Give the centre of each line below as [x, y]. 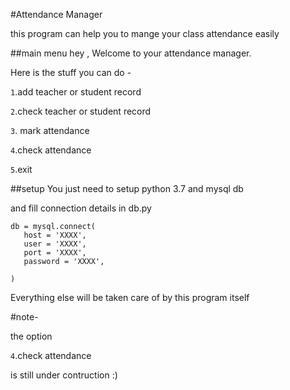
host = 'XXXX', [55, 235]
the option [31, 336]
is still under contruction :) [64, 375]
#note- [24, 317]
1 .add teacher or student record [76, 92]
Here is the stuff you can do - [71, 72]
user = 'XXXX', [55, 244]
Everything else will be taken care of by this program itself [130, 297]
